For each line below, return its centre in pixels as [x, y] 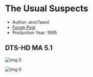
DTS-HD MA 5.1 [29, 48]
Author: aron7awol [31, 22]
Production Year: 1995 [35, 32]
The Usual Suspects [47, 9]
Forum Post [24, 27]
